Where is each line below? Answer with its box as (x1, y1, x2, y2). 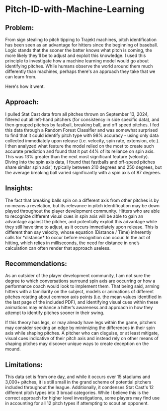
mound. (5, 346, 21, 352)
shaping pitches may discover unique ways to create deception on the (5, 341, 149, 347)
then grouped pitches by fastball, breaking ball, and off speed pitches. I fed (5, 121, 160, 128)
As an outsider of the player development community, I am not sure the (5, 273, 151, 279)
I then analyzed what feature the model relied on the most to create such (5, 143, 154, 149)
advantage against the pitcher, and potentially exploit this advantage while (5, 218, 158, 224)
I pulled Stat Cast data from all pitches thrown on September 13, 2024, (5, 111, 149, 117)
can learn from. (5, 74, 37, 79)
